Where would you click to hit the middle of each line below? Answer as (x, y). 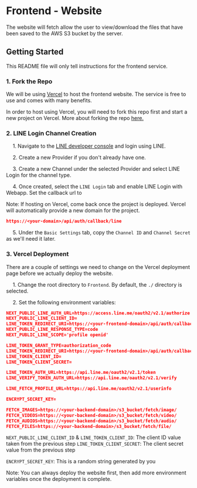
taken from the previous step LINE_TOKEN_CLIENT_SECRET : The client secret (95, 444)
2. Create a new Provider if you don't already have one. (79, 158)
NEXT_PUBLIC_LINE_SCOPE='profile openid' (57, 335)
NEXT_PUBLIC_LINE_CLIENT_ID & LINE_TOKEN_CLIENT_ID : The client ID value (94, 437)
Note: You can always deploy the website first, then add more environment (96, 473)
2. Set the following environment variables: (64, 302)
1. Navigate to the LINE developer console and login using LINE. (89, 146)
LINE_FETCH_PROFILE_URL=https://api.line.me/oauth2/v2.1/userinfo (89, 389)
